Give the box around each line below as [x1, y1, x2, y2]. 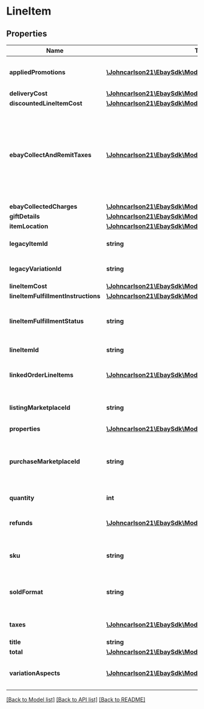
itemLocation [9, 222, 49, 230]
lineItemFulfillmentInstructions [9, 292, 101, 300]
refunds [9, 519, 33, 527]
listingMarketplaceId [9, 404, 71, 412]
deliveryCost [9, 89, 47, 98]
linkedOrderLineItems [9, 371, 74, 379]
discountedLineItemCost [9, 99, 83, 107]
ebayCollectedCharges [9, 202, 78, 211]
